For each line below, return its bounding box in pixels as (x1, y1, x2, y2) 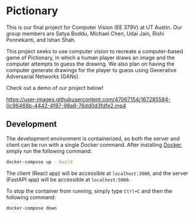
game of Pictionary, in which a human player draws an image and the (6, 54, 175, 61)
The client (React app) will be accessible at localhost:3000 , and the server (6, 170, 189, 177)
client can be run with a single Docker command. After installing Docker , (6, 141, 183, 148)
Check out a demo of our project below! (6, 84, 104, 91)
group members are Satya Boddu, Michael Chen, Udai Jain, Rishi (6, 30, 164, 37)
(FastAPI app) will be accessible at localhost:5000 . (6, 176, 131, 183)
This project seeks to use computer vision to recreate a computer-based (6, 47, 183, 54)
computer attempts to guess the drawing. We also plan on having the (6, 60, 175, 67)
